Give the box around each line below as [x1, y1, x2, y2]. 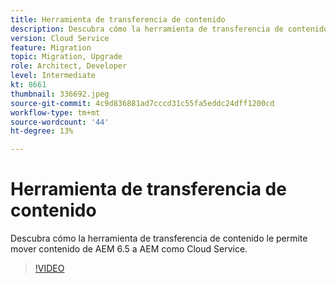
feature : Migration [10, 42, 92, 53]
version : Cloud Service [10, 33, 110, 43]
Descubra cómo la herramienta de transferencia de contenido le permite [10, 232, 308, 245]
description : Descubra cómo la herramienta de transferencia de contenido [10, 24, 329, 34]
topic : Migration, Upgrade [10, 52, 123, 62]
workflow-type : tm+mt [10, 107, 101, 118]
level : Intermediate [10, 71, 97, 81]
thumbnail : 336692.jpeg [10, 89, 110, 99]
